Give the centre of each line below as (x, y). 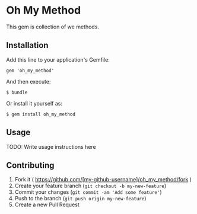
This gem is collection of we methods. (53, 27)
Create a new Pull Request (47, 205)
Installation (27, 45)
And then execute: (28, 81)
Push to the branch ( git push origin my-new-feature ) (80, 199)
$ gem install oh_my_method (41, 114)
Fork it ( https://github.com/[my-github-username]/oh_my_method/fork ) (103, 180)
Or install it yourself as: (34, 103)
